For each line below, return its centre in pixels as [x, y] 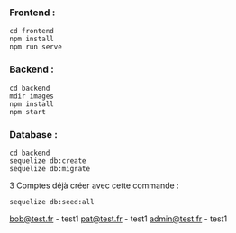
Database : [34, 134]
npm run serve [36, 47]
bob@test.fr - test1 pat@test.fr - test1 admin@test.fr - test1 [118, 219]
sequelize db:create [48, 161]
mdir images [32, 96]
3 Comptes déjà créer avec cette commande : [94, 185]
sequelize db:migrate [50, 168]
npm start [28, 112]
